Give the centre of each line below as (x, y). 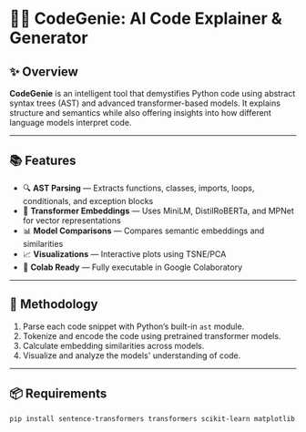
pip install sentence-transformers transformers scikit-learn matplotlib (153, 419)
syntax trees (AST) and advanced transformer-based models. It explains (145, 103)
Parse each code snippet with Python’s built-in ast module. (133, 326)
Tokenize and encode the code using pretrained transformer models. (152, 335)
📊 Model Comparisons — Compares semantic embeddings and (143, 231)
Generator (49, 38)
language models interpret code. (71, 123)
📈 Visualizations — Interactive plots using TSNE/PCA (124, 253)
